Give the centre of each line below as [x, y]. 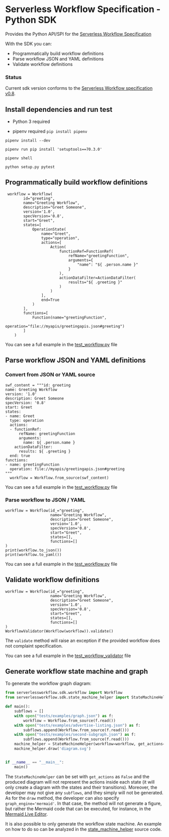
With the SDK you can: [28, 43]
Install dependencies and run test [59, 109]
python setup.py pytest [30, 167]
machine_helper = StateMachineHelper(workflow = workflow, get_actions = [90, 744]
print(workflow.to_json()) [33, 550]
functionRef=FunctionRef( [86, 251]
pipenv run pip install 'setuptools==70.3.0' [54, 150]
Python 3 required [31, 121]
